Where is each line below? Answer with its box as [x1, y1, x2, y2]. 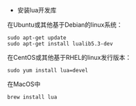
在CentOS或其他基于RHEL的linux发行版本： [7, 54, 132, 61]
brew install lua [7, 94, 58, 100]
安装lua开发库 [17, 6, 57, 14]
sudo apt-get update [7, 34, 67, 41]
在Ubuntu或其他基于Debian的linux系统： [7, 21, 123, 29]
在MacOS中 [7, 80, 41, 88]
